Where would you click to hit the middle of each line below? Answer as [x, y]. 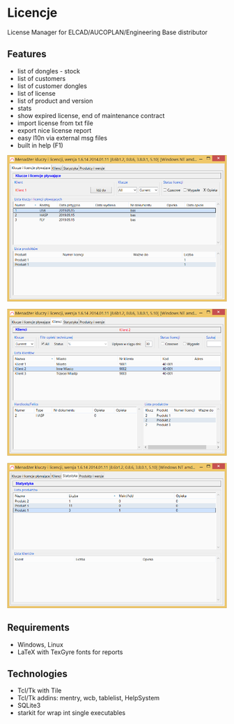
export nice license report [54, 130]
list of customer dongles [52, 86]
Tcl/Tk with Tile [39, 690]
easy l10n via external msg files [62, 138]
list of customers [41, 78]
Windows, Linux [40, 644]
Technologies [38, 673]
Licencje [32, 13]
